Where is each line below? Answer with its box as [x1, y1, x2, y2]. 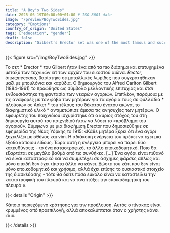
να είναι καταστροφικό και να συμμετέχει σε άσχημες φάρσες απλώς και [5, 155, 160, 161]
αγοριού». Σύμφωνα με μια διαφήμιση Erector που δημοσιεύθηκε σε [5, 123, 148, 129]
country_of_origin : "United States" [5, 26, 82, 31]
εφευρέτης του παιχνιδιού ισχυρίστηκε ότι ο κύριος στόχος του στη [5, 112, 147, 118]
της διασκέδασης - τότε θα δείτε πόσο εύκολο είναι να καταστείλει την [5, 171, 156, 177]
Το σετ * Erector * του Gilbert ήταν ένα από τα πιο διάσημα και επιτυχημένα [5, 64, 164, 70]
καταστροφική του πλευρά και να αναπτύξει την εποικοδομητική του [5, 176, 150, 182]
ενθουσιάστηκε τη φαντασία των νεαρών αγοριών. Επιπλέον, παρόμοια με [5, 90, 163, 97]
